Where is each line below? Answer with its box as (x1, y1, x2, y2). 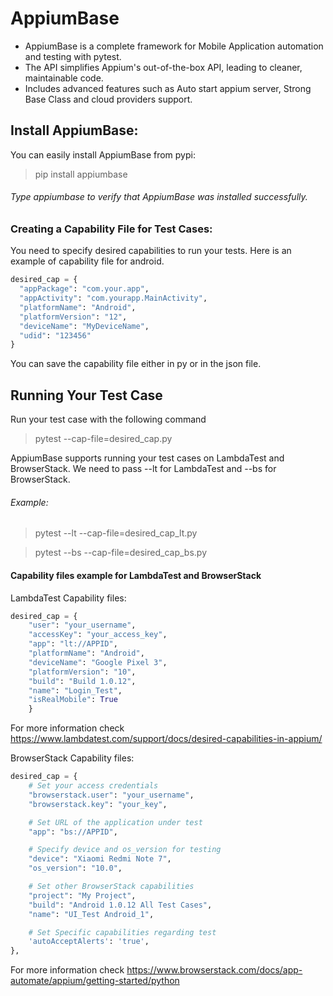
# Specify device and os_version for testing (28, 845, 222, 855)
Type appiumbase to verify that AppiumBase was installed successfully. (10, 191, 308, 203)
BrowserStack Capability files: (10, 752, 135, 764)
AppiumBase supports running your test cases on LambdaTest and (10, 452, 285, 464)
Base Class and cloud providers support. (24, 93, 193, 105)
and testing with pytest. (24, 50, 122, 62)
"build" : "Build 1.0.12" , (28, 676, 137, 686)
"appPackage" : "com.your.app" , (19, 284, 150, 294)
